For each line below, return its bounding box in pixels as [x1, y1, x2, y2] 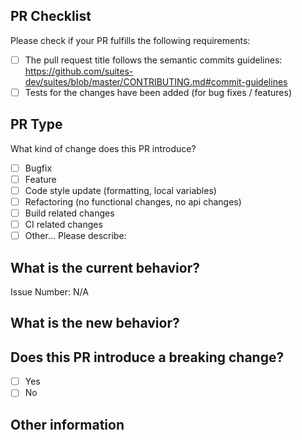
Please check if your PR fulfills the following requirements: [10, 34, 251, 46]
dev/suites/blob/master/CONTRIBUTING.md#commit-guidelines [24, 75, 288, 88]
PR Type [10, 116, 63, 133]
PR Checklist [10, 8, 92, 25]
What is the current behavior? [10, 259, 200, 276]
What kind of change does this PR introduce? [10, 142, 197, 154]
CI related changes [24, 219, 103, 231]
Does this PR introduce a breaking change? [10, 349, 285, 366]
